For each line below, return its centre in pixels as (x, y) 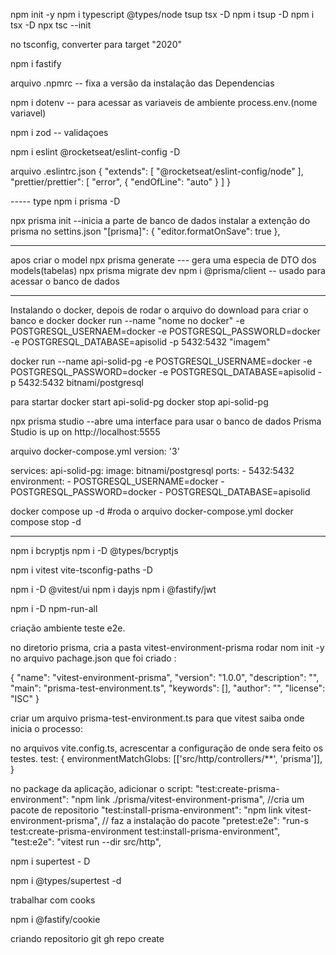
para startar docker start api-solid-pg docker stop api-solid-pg (139, 402)
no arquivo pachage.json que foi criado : (93, 658)
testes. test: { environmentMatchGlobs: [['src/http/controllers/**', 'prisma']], (166, 758)
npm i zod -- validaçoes (59, 132)
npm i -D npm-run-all (54, 608)
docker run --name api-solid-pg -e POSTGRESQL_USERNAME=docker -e (161, 361)
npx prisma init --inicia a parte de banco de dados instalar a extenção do (160, 220)
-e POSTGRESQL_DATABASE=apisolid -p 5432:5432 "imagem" (140, 342)
